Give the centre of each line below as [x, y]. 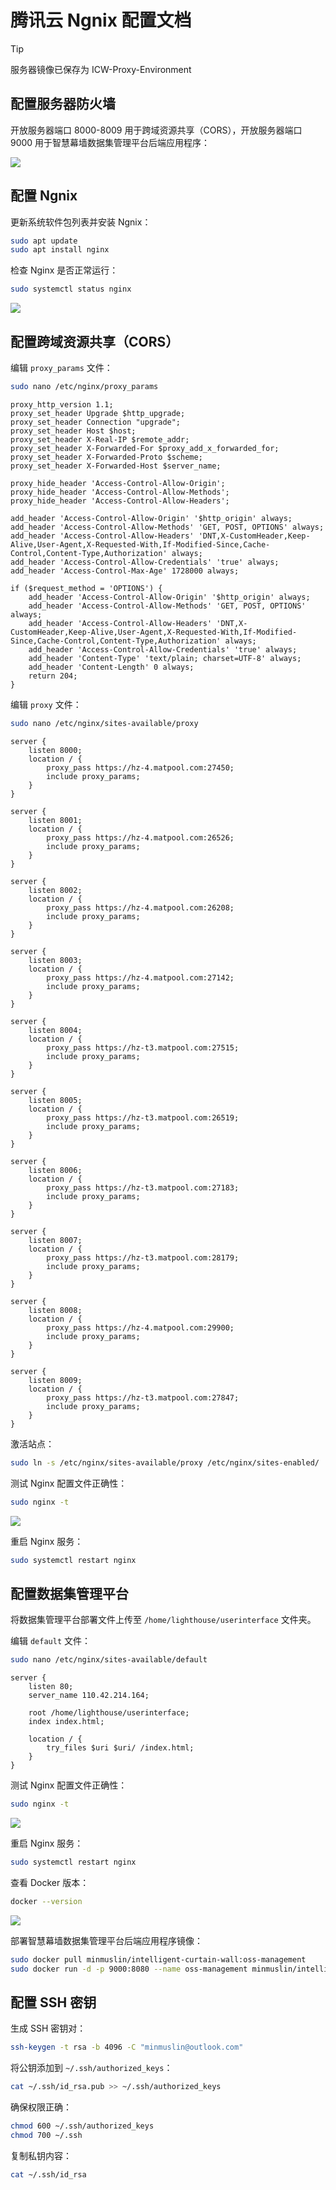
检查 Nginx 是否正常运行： [64, 270]
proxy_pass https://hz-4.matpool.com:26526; [140, 837]
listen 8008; [55, 1310]
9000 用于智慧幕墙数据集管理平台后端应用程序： [110, 142]
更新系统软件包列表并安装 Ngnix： [81, 222]
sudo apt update [44, 241]
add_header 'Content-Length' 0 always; [111, 667]
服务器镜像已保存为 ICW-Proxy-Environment [101, 69]
